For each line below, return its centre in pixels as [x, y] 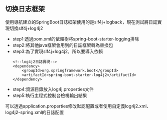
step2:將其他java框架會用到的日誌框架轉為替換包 [63, 45]
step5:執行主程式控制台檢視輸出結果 [50, 95]
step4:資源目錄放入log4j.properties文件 [53, 89]
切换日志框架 [25, 9]
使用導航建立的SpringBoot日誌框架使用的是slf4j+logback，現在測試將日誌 [81, 22]
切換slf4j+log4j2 [26, 28]
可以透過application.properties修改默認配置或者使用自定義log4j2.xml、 [78, 106]
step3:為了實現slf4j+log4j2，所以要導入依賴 [58, 51]
